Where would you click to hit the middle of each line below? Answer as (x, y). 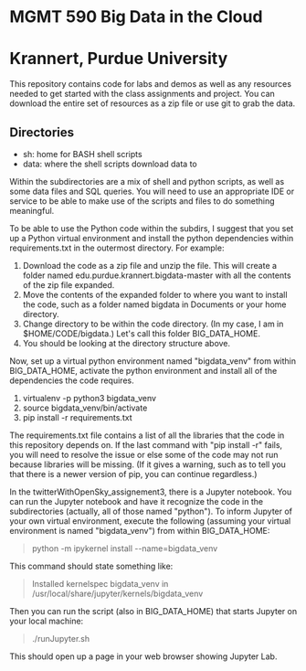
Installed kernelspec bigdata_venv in (100, 583)
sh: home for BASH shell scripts (83, 154)
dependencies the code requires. (72, 380)
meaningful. (32, 210)
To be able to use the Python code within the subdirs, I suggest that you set (152, 228)
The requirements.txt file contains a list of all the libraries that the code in (147, 435)
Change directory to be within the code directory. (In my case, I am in (153, 324)
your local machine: (47, 621)
